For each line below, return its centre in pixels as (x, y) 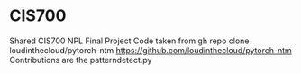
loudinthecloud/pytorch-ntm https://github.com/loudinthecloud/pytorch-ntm (151, 50)
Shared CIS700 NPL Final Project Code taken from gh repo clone (129, 41)
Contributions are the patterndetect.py (81, 60)
